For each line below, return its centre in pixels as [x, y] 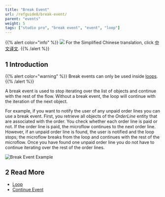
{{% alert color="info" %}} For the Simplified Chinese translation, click [79, 43]
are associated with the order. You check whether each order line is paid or [81, 121]
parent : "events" [23, 19]
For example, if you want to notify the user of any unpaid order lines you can [82, 111]
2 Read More [25, 172]
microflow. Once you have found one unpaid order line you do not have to [80, 142]
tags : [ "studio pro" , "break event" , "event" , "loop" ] [63, 28]
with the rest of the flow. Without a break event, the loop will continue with [81, 96]
